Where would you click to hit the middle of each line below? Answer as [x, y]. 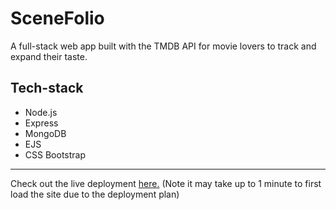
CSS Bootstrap [55, 154]
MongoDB [45, 133]
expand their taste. [49, 56]
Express [41, 123]
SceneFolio [57, 18]
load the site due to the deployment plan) [95, 194]
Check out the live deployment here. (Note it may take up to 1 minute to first [166, 183]
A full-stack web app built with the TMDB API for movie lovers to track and [163, 46]
